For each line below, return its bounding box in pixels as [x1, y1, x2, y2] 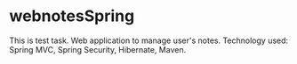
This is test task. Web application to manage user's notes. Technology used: [9, 35, 289, 46]
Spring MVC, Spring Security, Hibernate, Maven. [9, 44, 187, 54]
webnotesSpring [9, 6, 135, 26]
